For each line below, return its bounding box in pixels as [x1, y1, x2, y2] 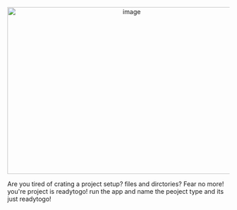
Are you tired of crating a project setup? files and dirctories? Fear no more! [7, 180, 224, 188]
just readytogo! [7, 194, 51, 203]
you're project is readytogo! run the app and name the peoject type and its [7, 187, 224, 195]
